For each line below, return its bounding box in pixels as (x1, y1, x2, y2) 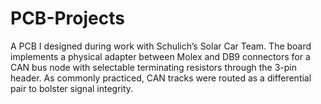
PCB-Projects (10, 7, 125, 30)
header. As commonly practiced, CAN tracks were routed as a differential (10, 72, 312, 84)
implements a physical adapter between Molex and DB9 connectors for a (10, 50, 311, 62)
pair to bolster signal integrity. (10, 82, 134, 94)
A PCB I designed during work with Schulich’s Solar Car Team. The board (10, 40, 312, 52)
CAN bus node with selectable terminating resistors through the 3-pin (10, 61, 298, 73)
